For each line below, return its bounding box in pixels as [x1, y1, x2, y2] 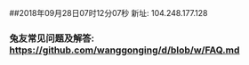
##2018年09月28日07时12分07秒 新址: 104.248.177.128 [9, 8, 208, 18]
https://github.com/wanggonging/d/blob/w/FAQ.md [9, 44, 240, 56]
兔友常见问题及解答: [9, 32, 95, 45]
